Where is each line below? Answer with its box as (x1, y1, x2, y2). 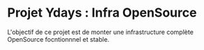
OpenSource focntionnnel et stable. (7, 35, 110, 43)
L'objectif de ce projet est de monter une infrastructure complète (7, 28, 194, 36)
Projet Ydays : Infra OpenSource (7, 5, 197, 21)
